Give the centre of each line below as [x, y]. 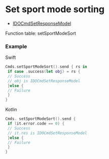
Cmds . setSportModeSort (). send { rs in [46, 67]
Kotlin [11, 110]
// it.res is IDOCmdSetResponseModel [47, 133]
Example [16, 46]
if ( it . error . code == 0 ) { [36, 124]
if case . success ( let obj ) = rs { [44, 72]
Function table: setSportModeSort [41, 33]
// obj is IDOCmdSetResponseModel [44, 81]
